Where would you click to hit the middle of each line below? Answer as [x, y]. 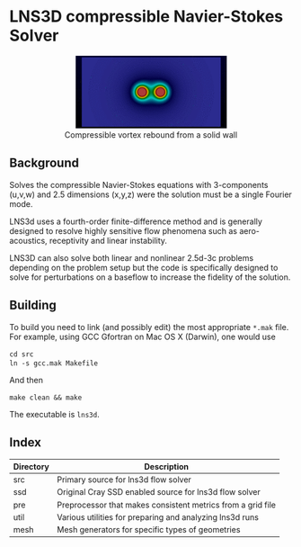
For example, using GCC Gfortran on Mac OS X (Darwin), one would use [142, 336]
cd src [22, 354]
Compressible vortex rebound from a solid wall [151, 135]
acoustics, [28, 240]
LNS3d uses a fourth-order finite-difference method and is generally [136, 221]
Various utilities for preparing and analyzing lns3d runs [158, 517]
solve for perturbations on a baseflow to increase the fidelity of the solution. [150, 277]
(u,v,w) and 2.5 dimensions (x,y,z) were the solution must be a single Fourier [150, 194]
